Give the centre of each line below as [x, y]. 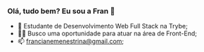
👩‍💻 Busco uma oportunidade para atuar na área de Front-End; [107, 33]
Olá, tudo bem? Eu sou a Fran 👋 [61, 11]
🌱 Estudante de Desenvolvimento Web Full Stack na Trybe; [102, 26]
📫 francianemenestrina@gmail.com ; [71, 42]
